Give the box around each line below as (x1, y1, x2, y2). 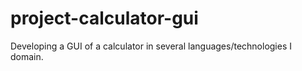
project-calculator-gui (10, 7, 199, 30)
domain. (10, 50, 44, 62)
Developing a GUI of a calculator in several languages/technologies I (10, 40, 293, 52)
